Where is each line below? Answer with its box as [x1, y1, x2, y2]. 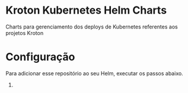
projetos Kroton [5, 29, 44, 36]
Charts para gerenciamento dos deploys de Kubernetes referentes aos [5, 23, 179, 30]
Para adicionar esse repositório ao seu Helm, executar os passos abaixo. [5, 69, 183, 77]
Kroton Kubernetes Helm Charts [5, 4, 167, 17]
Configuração [5, 50, 75, 64]
